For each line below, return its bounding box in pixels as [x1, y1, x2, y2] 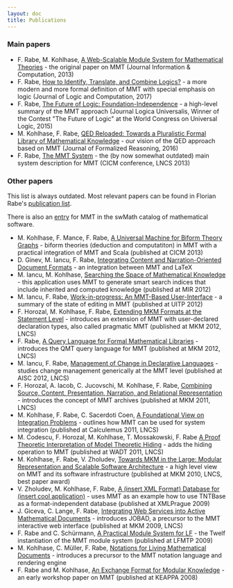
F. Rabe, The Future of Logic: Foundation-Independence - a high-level [17, 99, 218, 108]
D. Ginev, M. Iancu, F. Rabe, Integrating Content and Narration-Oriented [17, 256, 222, 264]
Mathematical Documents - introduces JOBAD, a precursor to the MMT [17, 514, 221, 523]
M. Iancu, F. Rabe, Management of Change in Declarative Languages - [17, 359, 218, 368]
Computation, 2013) [17, 70, 74, 79]
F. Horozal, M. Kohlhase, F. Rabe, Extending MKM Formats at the [17, 307, 202, 316]
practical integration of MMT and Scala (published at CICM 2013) [17, 248, 203, 257]
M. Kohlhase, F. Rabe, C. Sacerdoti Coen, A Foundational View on [17, 411, 205, 419]
